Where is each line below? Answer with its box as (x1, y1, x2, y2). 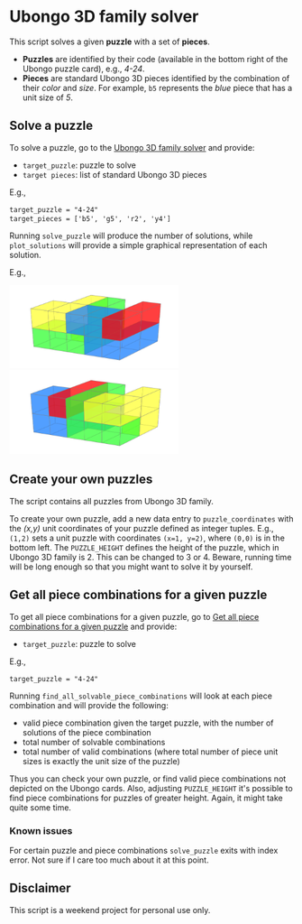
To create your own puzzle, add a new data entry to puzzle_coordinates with (9, 513, 294, 524)
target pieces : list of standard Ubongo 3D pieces (22, 169, 207, 180)
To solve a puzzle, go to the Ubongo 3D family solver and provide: (9, 142, 255, 152)
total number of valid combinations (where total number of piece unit (22, 746, 279, 757)
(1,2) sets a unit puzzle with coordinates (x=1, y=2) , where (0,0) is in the (9, 532, 286, 543)
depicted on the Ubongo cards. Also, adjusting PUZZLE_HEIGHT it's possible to (9, 782, 293, 793)
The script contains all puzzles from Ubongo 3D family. (9, 495, 214, 506)
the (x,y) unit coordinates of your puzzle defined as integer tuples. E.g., (9, 522, 274, 533)
